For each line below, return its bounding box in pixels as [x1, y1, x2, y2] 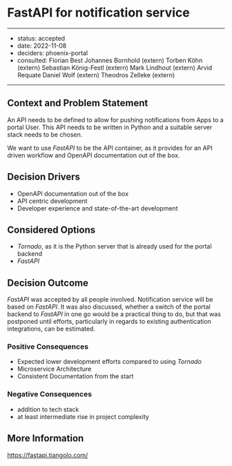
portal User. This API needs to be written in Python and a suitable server [7, 123, 213, 131]
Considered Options [7, 224, 95, 235]
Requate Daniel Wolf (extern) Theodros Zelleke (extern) [17, 70, 175, 79]
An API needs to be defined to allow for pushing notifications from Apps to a [7, 115, 224, 124]
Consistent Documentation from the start [17, 372, 134, 380]
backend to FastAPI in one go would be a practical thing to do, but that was [7, 310, 221, 318]
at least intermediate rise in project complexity [17, 412, 150, 420]
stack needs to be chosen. [7, 130, 83, 139]
